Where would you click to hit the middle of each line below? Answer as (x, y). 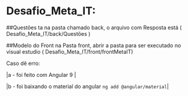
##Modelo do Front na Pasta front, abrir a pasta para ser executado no (94, 45)
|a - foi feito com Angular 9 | (41, 75)
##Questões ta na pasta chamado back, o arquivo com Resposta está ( (94, 27)
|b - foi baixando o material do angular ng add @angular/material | (88, 86)
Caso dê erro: (23, 63)
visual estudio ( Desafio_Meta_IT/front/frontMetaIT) (70, 51)
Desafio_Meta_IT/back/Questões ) (48, 33)
